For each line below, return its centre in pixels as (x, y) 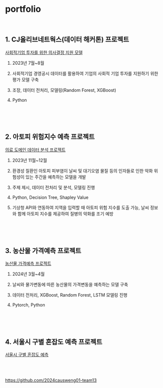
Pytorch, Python (29, 305)
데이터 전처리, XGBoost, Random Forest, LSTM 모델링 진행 (70, 295)
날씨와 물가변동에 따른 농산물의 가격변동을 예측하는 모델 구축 (70, 285)
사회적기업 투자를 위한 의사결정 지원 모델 (44, 52)
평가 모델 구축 (25, 80)
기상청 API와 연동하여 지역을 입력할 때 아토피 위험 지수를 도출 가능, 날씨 (81, 207)
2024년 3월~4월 (29, 274)
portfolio (23, 9)
